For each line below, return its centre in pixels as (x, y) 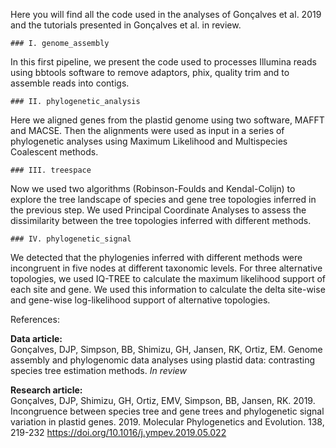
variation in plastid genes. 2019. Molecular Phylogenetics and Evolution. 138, (167, 422)
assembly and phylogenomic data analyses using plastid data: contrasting (163, 360)
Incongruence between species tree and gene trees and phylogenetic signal (167, 411)
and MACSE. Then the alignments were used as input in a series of (147, 130)
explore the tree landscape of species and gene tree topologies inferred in (163, 199)
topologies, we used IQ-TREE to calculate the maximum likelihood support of (168, 278)
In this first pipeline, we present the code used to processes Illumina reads (163, 62)
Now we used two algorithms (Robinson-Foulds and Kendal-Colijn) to (153, 188)
